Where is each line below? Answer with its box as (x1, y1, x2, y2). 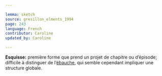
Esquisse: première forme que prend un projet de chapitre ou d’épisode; (5, 54, 157, 60)
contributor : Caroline (5, 31, 53, 36)
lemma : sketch (5, 12, 36, 17)
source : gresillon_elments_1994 (5, 16, 74, 22)
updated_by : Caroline (5, 36, 51, 41)
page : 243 (5, 21, 26, 27)
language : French (5, 26, 42, 31)
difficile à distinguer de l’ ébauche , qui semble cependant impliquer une (5, 60, 154, 65)
